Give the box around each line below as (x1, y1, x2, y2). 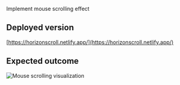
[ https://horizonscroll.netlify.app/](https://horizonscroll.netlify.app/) (6, 39, 174, 46)
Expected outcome (6, 56, 79, 66)
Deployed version (6, 22, 74, 33)
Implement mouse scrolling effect (6, 5, 89, 12)
